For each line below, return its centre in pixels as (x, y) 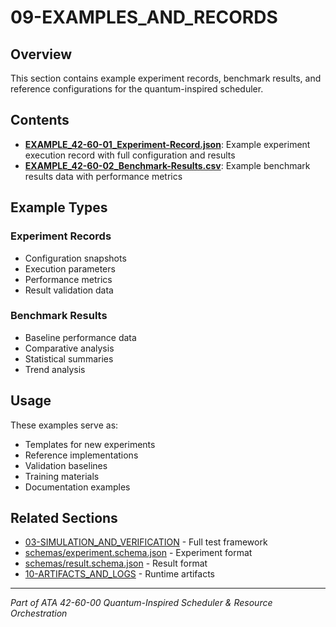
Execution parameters (70, 268)
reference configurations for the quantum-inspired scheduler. (137, 89)
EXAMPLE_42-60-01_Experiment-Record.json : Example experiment (167, 144)
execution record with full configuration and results (130, 155)
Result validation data (69, 290)
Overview (41, 54)
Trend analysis (55, 369)
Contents (40, 120)
